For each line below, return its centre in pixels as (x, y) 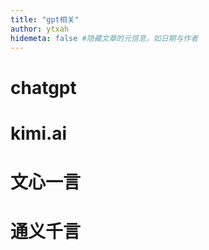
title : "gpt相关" (45, 19)
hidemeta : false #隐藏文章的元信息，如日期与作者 (104, 38)
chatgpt (43, 87)
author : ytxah (40, 29)
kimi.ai (39, 133)
